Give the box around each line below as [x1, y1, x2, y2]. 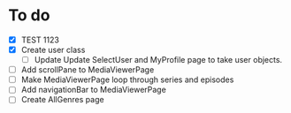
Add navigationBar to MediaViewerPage [20, 85, 167, 95]
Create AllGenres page [20, 94, 104, 105]
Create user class [20, 45, 86, 55]
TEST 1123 [20, 34, 59, 45]
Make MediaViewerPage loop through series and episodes [20, 74, 234, 85]
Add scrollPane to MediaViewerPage [20, 64, 155, 75]
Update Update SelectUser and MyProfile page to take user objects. [34, 55, 283, 65]
